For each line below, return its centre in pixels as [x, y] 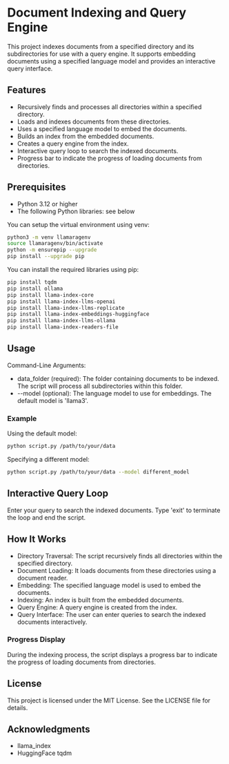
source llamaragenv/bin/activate [55, 244]
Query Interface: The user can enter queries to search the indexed [111, 614]
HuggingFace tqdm [44, 753]
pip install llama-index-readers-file [63, 327]
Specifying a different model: [48, 460]
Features [27, 90]
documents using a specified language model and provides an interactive [111, 61]
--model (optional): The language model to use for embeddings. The [114, 393]
